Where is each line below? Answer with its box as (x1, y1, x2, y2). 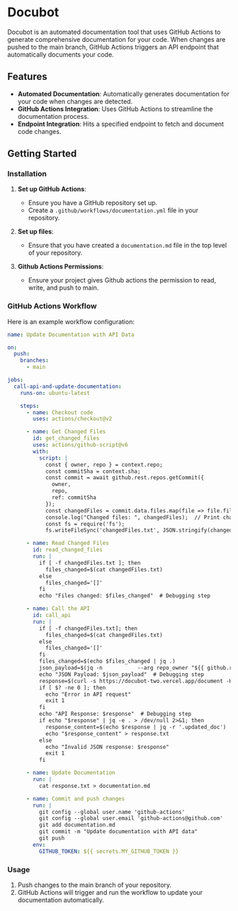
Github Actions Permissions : (17, 263, 104, 271)
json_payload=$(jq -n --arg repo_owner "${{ (38, 665, 204, 672)
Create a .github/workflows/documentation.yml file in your (28, 206, 199, 214)
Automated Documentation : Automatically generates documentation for (17, 89, 230, 98)
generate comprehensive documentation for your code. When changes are (7, 35, 226, 43)
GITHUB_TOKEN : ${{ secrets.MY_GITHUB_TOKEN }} (38, 847, 179, 855)
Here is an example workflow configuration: (7, 317, 135, 326)
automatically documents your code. (7, 50, 115, 59)
